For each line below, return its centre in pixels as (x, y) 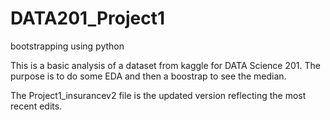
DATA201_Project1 (88, 18)
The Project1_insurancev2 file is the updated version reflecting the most (158, 95)
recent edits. (36, 106)
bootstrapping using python (67, 46)
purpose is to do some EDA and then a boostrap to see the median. (148, 76)
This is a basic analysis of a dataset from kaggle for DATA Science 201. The (165, 65)
